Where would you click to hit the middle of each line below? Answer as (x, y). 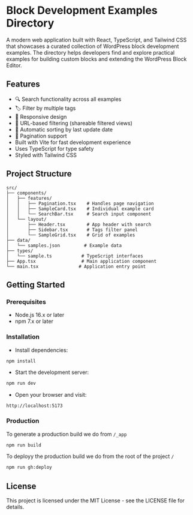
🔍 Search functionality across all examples (68, 99)
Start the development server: (52, 372)
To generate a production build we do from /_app (67, 434)
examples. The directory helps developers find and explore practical (91, 52)
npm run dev (21, 384)
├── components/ (26, 193)
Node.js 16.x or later (40, 315)
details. (15, 507)
